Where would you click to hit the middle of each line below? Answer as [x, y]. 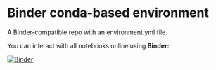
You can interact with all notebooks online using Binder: [89, 45]
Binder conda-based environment [108, 13]
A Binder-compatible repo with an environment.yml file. [87, 32]
